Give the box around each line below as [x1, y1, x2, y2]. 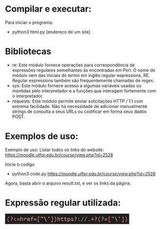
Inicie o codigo [5, 161, 35, 167]
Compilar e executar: [5, 3, 91, 15]
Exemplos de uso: [5, 131, 79, 142]
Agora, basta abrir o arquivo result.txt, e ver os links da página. [5, 180, 131, 186]
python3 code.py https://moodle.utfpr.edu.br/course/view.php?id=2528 [12, 171, 156, 176]
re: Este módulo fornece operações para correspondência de [12, 62, 135, 68]
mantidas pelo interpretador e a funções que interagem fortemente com [12, 88, 157, 93]
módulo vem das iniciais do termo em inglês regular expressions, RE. [12, 72, 150, 78]
